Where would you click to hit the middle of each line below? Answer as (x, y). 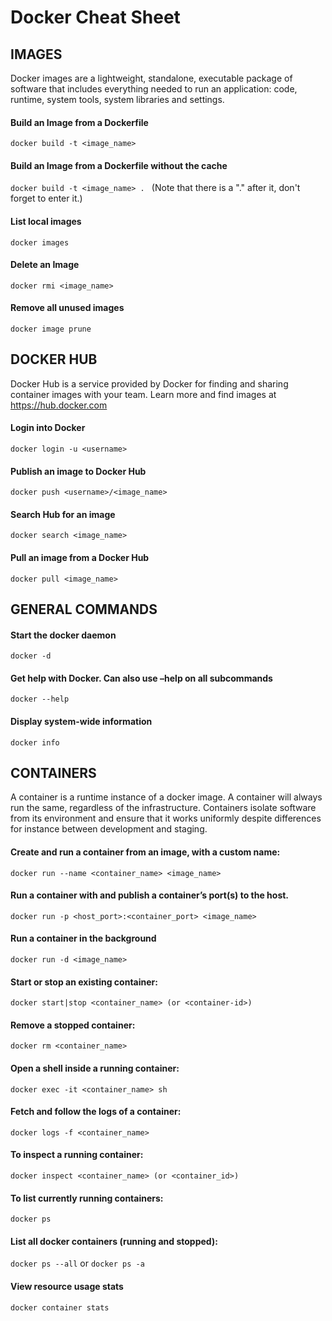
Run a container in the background (83, 938)
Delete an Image (45, 265)
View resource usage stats (67, 1287)
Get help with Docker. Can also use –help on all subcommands (141, 678)
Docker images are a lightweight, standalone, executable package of (151, 78)
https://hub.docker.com (59, 405)
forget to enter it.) (46, 198)
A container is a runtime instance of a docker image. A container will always (166, 797)
